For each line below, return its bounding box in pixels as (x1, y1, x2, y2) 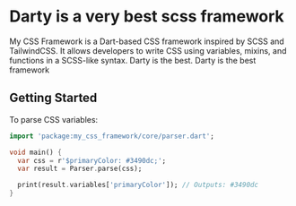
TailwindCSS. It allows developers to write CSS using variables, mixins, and (9, 45, 287, 56)
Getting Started (9, 90, 98, 106)
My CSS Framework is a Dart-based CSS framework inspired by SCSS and (9, 36, 284, 47)
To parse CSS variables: (9, 114, 99, 124)
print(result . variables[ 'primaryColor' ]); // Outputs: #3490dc (17, 181, 258, 190)
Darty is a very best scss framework (9, 6, 284, 27)
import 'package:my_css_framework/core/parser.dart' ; (9, 132, 215, 141)
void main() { (9, 148, 63, 157)
